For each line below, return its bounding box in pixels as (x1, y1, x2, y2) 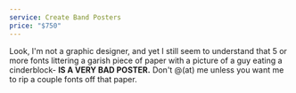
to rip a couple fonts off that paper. (9, 74, 137, 84)
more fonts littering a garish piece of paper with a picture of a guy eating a (9, 55, 283, 66)
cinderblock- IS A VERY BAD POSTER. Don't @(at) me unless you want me (9, 64, 284, 75)
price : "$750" (9, 21, 62, 30)
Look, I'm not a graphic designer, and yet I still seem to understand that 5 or (9, 45, 288, 56)
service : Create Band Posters (9, 12, 122, 22)
